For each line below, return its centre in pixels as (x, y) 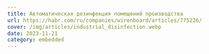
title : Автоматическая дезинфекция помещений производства (95, 14)
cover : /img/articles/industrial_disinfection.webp (84, 27)
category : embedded (36, 40)
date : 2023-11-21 (33, 33)
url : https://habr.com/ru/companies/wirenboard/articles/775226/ (104, 20)
